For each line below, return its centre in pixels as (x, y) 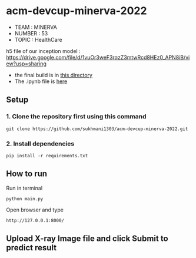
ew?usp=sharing (26, 64)
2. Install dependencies (40, 144)
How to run (27, 174)
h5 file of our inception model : (43, 51)
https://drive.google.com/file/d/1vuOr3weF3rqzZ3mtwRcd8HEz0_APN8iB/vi (98, 57)
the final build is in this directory (54, 75)
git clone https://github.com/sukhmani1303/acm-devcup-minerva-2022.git (97, 129)
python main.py (25, 199)
